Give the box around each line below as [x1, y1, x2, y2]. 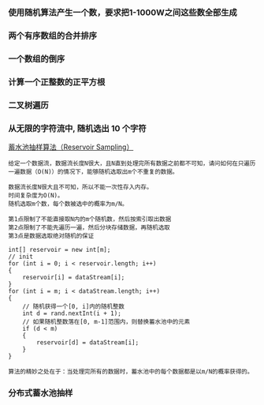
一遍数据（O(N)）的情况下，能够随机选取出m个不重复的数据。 [8, 167, 179, 175]
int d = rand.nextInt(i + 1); [22, 309, 122, 317]
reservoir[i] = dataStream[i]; [22, 273, 125, 281]
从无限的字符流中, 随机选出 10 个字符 [8, 122, 147, 133]
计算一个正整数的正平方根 [8, 77, 106, 88]
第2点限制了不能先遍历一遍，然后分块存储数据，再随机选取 [8, 223, 171, 231]
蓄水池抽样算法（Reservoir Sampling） [8, 142, 134, 152]
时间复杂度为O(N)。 [8, 191, 64, 199]
